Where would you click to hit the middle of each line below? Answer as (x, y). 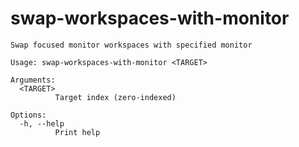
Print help (77, 132)
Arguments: (33, 80)
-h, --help (42, 123)
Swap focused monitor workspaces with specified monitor (131, 45)
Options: (28, 115)
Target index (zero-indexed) (115, 97)
